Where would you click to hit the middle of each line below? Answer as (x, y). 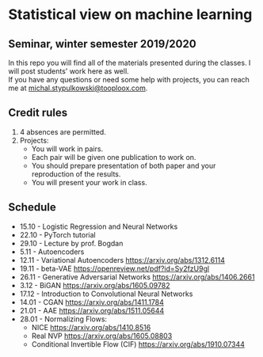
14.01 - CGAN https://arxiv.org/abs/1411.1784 (92, 302)
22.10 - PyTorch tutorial (58, 234)
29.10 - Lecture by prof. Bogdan (71, 243)
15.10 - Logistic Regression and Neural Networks (99, 226)
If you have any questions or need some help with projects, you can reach (129, 80)
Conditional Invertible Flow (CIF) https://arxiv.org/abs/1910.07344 (138, 344)
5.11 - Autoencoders (52, 252)
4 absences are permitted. (63, 131)
